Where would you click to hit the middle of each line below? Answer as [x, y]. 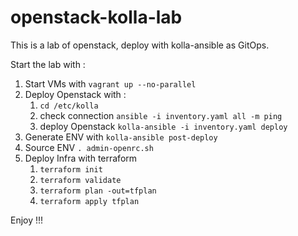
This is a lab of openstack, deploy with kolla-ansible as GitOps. [140, 45]
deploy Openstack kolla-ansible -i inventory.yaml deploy [163, 126]
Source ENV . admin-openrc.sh [89, 147]
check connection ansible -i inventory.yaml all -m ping [161, 115]
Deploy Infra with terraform [81, 158]
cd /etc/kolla [69, 106]
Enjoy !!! [27, 220]
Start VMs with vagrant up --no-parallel [110, 83]
